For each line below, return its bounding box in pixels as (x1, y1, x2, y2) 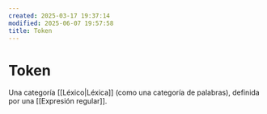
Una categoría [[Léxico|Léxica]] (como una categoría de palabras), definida (8, 88, 261, 97)
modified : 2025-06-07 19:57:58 (8, 19, 114, 27)
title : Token (8, 26, 53, 35)
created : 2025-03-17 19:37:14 (8, 11, 111, 20)
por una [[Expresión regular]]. (8, 96, 108, 106)
